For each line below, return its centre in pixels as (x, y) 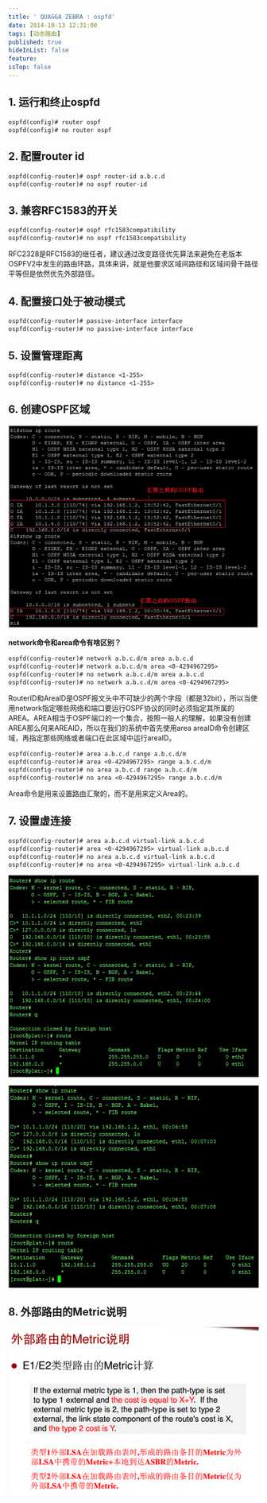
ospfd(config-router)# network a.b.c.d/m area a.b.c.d (101, 658)
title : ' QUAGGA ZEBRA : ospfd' (62, 17)
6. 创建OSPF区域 (49, 410)
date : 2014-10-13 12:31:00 (53, 25)
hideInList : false (39, 50)
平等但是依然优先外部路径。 (54, 274)
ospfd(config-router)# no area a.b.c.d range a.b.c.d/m (103, 770)
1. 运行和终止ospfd (54, 102)
